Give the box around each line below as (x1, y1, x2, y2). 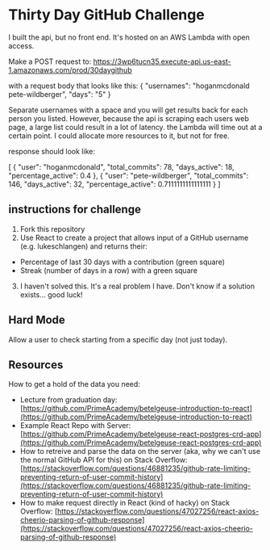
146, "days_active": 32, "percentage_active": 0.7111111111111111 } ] (8, 179, 221, 189)
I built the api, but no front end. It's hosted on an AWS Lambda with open (8, 32, 250, 42)
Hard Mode (8, 313, 66, 327)
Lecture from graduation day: (19, 395, 118, 405)
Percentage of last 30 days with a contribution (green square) (19, 257, 226, 267)
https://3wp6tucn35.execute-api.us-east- (93, 57, 231, 66)
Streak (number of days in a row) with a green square (19, 265, 197, 275)
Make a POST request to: (8, 57, 92, 66)
